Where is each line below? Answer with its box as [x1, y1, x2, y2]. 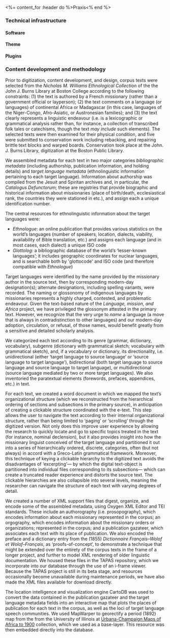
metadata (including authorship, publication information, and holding [5, 163, 149, 169]
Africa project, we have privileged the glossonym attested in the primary [5, 306, 157, 312]
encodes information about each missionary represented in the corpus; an [5, 514, 161, 520]
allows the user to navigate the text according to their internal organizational [5, 412, 164, 418]
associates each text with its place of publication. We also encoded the [5, 531, 154, 536]
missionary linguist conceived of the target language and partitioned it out [5, 439, 160, 445]
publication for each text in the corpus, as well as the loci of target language [5, 605, 164, 611]
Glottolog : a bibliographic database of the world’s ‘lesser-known [12, 247, 147, 254]
